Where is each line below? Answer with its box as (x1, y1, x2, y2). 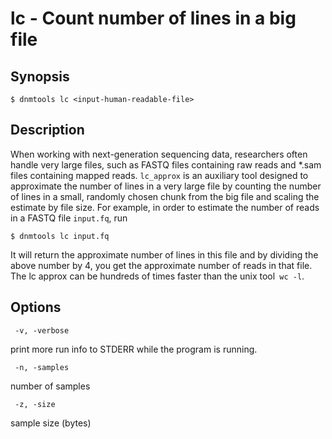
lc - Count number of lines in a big (10, 7, 297, 30)
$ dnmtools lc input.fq (10, 231, 110, 241)
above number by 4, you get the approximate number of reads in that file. (10, 259, 313, 271)
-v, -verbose (14, 325, 70, 336)
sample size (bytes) (10, 417, 92, 429)
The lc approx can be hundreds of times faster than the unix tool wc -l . (10, 270, 305, 282)
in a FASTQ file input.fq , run (10, 212, 128, 224)
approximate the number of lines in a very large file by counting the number (10, 180, 322, 192)
